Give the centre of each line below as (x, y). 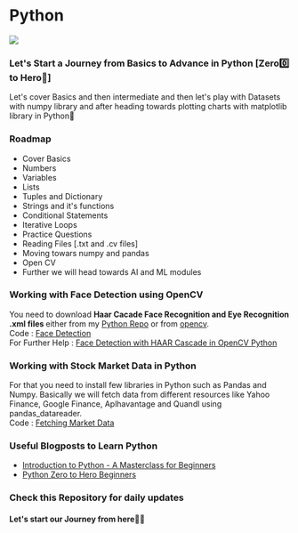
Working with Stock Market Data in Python (103, 366)
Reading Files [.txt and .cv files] (80, 243)
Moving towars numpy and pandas (85, 253)
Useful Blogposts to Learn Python (84, 446)
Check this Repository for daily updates (97, 497)
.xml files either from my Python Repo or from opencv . (109, 323)
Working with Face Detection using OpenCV (106, 295)
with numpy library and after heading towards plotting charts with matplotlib (148, 107)
